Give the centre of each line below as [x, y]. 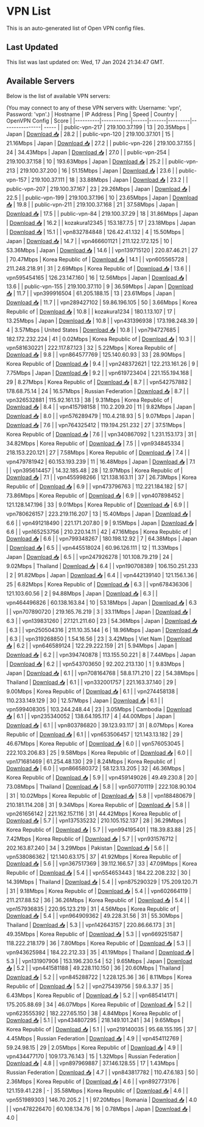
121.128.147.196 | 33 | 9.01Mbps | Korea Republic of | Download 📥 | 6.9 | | [97, 505]
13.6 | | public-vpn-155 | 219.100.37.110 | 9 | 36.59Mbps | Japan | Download [100, 286]
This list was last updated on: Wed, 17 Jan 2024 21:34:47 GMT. [85, 62]
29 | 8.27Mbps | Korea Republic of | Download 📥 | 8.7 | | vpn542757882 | [99, 382]
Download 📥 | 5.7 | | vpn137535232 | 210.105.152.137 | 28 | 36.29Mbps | [97, 820]
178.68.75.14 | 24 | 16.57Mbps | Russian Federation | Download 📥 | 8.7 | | [97, 391]
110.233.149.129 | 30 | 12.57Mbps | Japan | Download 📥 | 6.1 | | [85, 700]
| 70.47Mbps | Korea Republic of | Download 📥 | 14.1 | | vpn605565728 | [97, 259]
